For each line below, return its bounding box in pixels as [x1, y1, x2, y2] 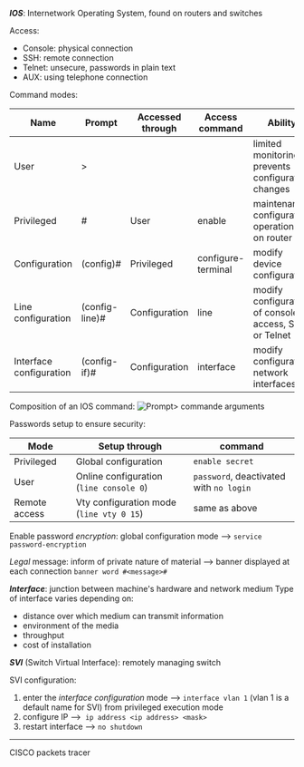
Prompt [84, 117, 118, 129]
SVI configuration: [9, 675, 77, 685]
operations [252, 220, 299, 232]
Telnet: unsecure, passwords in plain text [22, 63, 176, 73]
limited [252, 138, 282, 150]
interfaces [252, 378, 297, 390]
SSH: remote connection [22, 53, 115, 63]
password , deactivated [193, 471, 286, 482]
